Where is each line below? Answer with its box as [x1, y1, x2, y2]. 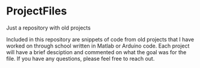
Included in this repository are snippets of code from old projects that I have [6, 36, 194, 43]
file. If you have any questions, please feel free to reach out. [6, 55, 155, 62]
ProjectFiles [6, 4, 67, 18]
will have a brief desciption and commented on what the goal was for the [6, 48, 187, 55]
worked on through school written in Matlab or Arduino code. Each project [6, 42, 190, 49]
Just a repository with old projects [6, 24, 91, 31]
